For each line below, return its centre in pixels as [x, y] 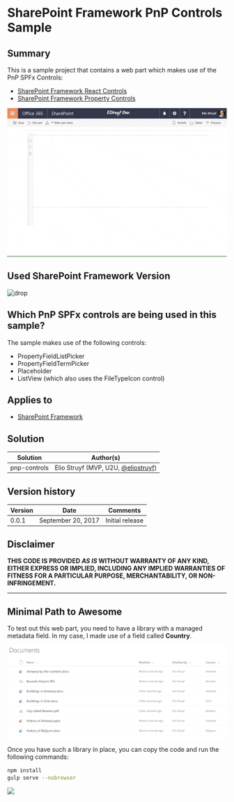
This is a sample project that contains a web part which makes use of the [112, 70]
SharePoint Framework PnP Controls [115, 13]
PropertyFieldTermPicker [53, 363]
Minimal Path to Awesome [65, 611]
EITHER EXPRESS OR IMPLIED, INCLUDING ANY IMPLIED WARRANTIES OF [116, 569]
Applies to [30, 400]
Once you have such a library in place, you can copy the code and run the [113, 749]
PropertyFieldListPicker [51, 356]
